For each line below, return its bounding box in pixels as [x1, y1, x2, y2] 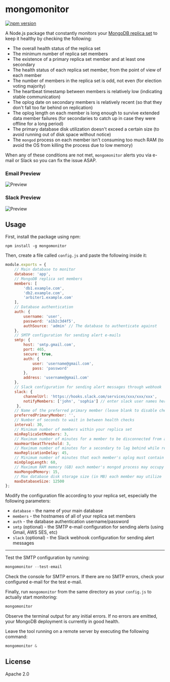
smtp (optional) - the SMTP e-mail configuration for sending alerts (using [12, 524, 164, 530]
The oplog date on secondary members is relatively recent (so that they [12, 99, 162, 105]
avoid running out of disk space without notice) [12, 131, 111, 137]
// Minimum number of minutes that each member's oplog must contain [14, 455, 164, 460]
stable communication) [12, 94, 61, 100]
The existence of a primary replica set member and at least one [12, 56, 145, 62]
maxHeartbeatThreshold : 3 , [14, 441, 71, 446]
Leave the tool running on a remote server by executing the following [5, 628, 149, 634]
